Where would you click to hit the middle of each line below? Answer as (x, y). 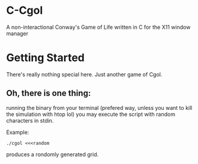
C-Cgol (25, 11)
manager (17, 33)
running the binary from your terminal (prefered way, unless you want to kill (99, 108)
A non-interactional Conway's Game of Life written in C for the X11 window (98, 27)
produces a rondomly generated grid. (52, 154)
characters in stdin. (30, 120)
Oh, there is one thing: (49, 93)
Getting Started (46, 58)
